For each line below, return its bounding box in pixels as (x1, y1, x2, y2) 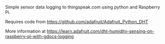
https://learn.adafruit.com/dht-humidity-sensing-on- (46, 28, 155, 34)
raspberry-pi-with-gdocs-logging (5, 34, 74, 39)
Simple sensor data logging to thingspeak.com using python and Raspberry (5, 4, 161, 10)
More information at (5, 28, 46, 34)
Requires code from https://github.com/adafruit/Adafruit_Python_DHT (5, 19, 149, 24)
